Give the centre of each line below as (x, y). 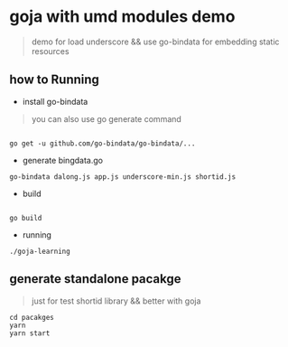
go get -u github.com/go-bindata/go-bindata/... (102, 143)
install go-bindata (55, 101)
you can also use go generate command (107, 118)
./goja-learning (40, 251)
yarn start (30, 333)
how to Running (54, 80)
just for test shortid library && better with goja (116, 301)
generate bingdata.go (63, 160)
